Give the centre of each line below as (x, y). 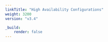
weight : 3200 (18, 14)
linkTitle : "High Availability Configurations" (54, 10)
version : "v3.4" (22, 19)
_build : (13, 27)
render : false (28, 32)
